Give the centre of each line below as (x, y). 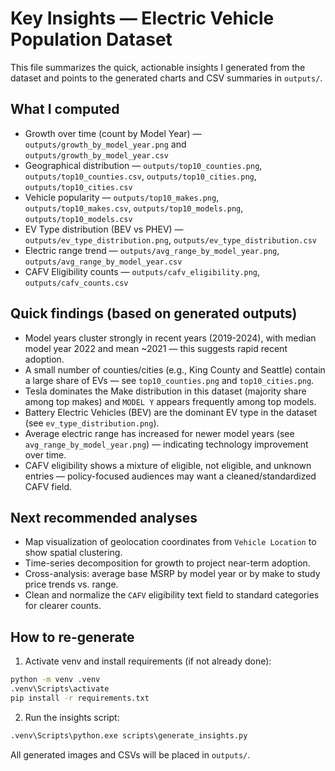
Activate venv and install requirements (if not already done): (148, 661)
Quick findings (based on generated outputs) (154, 313)
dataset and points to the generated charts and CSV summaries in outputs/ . (166, 78)
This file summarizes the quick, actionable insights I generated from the (158, 67)
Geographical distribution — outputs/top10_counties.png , (143, 165)
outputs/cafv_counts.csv (76, 283)
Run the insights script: (72, 717)
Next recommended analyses (104, 517)
